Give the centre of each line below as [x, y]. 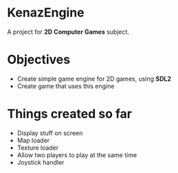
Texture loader [38, 147]
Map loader [33, 140]
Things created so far [70, 114]
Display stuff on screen [50, 133]
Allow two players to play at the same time [77, 155]
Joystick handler [41, 162]
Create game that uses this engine [66, 86]
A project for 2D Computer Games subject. [68, 32]
